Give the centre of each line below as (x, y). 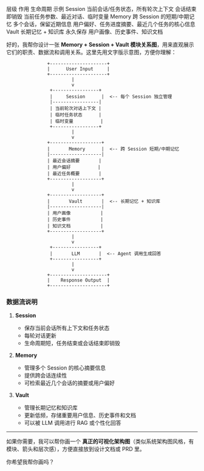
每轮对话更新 (40, 336)
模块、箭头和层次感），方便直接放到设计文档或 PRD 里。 (76, 449)
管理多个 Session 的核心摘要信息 (65, 368)
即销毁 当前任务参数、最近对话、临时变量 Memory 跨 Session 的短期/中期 (98, 16)
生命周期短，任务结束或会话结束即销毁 (72, 343)
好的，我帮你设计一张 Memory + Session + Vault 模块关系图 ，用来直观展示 (100, 45)
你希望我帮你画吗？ (30, 462)
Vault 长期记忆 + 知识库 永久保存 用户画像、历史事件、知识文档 (85, 32)
